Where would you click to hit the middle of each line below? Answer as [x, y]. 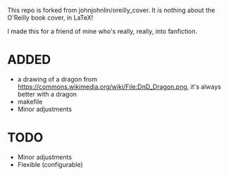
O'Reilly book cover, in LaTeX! [50, 18]
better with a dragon [47, 94]
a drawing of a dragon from [57, 79]
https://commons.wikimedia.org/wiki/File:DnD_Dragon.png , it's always [119, 87]
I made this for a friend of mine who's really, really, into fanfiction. [102, 31]
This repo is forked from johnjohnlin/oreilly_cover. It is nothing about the [111, 10]
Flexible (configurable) [50, 164]
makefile [30, 101]
